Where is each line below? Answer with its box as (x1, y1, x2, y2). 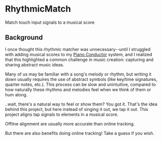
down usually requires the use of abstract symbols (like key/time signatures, (5, 76, 158, 82)
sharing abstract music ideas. (5, 62, 64, 67)
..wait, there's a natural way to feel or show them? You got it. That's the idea (5, 101, 158, 107)
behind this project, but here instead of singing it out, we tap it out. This (5, 106, 148, 112)
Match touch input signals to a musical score (5, 19, 95, 25)
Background (5, 33, 43, 42)
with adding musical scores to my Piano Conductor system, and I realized (5, 51, 152, 57)
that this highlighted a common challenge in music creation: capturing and (5, 57, 154, 63)
